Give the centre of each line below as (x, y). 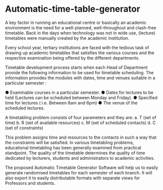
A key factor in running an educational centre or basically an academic (76, 22)
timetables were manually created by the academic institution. (67, 38)
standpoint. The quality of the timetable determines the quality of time (75, 153)
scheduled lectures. (25, 108)
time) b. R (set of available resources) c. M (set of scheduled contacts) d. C (81, 123)
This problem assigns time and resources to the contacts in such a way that (81, 137)
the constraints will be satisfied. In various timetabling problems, (70, 142)
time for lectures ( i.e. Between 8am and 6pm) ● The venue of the (71, 103)
